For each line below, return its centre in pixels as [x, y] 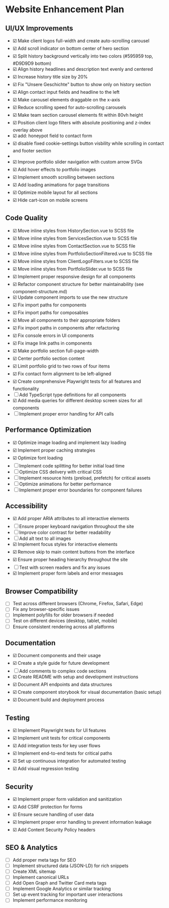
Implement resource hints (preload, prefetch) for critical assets [85, 478]
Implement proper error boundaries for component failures [81, 490]
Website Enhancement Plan [65, 9]
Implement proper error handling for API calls [66, 413]
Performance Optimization [48, 430]
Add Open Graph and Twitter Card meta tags [60, 883]
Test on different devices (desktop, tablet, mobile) [65, 621]
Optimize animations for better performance [65, 484]
